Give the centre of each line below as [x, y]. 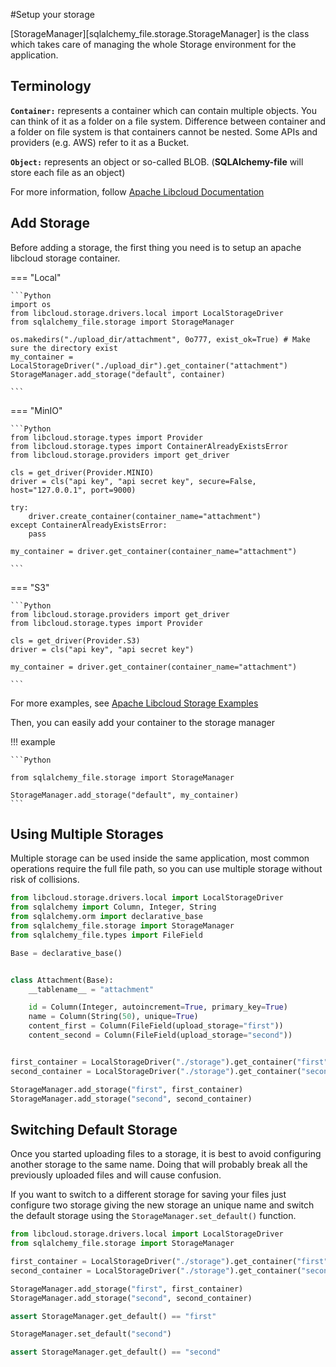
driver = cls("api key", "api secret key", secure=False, [133, 481]
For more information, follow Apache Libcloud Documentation [137, 191]
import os [31, 304]
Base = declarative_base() [66, 953]
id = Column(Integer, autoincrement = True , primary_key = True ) [158, 1007]
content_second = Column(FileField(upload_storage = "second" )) [160, 1035]
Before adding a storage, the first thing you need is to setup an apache [156, 247]
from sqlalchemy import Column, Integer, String [113, 907]
